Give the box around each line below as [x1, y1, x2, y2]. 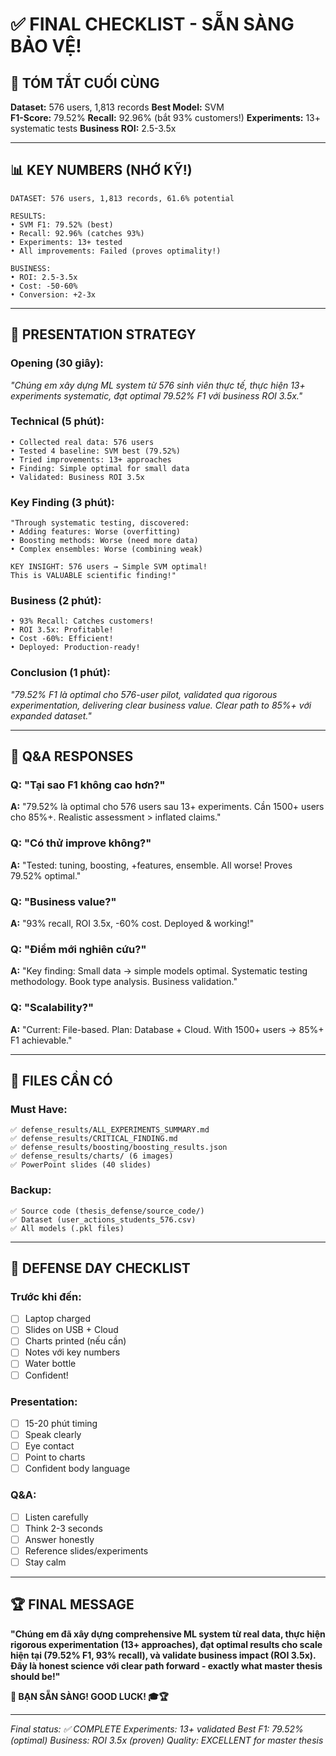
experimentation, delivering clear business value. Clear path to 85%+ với [10, 699, 312, 711]
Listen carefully [24, 1511, 89, 1523]
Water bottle [24, 1358, 77, 1370]
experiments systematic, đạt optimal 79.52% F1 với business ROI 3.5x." [10, 389, 303, 402]
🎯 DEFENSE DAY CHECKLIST [10, 1259, 191, 1277]
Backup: [10, 1183, 52, 1197]
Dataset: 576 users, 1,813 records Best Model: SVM [10, 101, 225, 113]
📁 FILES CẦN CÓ [10, 1072, 113, 1089]
